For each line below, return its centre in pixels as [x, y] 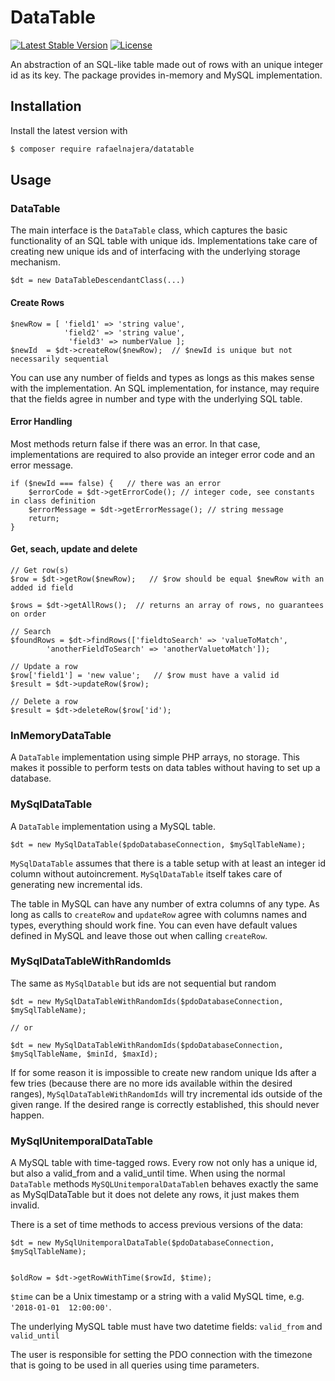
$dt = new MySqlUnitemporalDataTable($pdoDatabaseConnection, [142, 1243]
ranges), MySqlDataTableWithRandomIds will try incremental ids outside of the [166, 1093]
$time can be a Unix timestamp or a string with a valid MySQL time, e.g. [157, 1297]
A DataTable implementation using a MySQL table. [113, 826]
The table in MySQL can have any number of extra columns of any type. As [165, 903]
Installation [46, 106]
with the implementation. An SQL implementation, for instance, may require [165, 388]
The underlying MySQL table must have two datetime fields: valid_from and [166, 1327]
